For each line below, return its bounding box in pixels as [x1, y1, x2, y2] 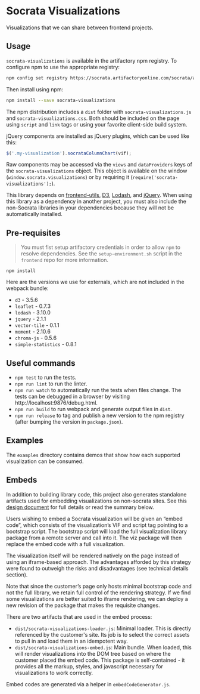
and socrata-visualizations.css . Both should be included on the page [6, 115, 180, 122]
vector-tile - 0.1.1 [14, 322, 60, 329]
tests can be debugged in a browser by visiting [14, 393, 130, 400]
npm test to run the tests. [14, 374, 77, 381]
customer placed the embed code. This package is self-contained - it [14, 656, 185, 664]
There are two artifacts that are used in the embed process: [6, 613, 152, 620]
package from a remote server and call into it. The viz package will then [6, 534, 182, 541]
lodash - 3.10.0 [14, 309, 51, 316]
